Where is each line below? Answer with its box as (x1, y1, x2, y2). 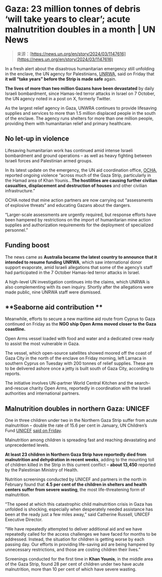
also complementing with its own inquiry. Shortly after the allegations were (5, 284, 154, 290)
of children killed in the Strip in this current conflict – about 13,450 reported (5, 462, 156, 468)
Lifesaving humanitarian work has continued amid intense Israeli (5, 147, 133, 153)
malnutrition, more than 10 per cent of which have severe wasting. (5, 566, 137, 572)
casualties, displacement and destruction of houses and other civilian (5, 183, 147, 188)
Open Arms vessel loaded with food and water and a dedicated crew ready (5, 336, 155, 342)
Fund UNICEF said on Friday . (5, 428, 62, 434)
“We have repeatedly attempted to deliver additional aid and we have (5, 526, 143, 532)
